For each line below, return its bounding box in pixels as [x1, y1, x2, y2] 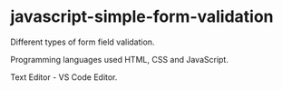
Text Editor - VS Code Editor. [10, 71, 118, 83]
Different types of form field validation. [10, 36, 155, 47]
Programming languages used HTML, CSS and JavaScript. [10, 54, 229, 65]
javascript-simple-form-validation [10, 6, 275, 27]
